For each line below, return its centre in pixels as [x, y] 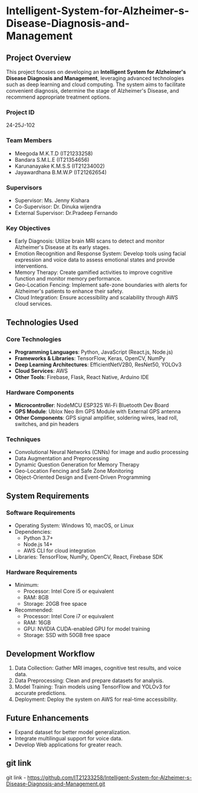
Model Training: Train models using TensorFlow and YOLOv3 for [93, 687]
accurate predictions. [40, 693]
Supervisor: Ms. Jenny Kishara [52, 200]
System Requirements [48, 496]
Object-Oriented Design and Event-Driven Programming [82, 477]
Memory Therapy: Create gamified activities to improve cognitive [93, 272]
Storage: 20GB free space [55, 604]
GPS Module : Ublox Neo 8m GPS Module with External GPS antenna [98, 412]
